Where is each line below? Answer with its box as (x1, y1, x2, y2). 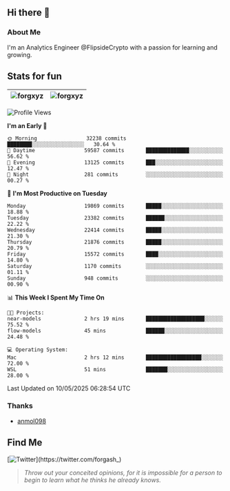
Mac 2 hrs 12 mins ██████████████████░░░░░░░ (7, 354, 224, 361)
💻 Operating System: (7, 346, 69, 353)
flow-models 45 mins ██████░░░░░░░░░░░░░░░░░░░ (7, 327, 224, 334)
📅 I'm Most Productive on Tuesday (7, 189, 108, 197)
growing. (7, 50, 32, 59)
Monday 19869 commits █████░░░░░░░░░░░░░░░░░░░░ (7, 202, 224, 209)
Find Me (7, 437, 43, 448)
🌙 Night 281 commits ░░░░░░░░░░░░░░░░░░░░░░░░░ (7, 171, 224, 178)
